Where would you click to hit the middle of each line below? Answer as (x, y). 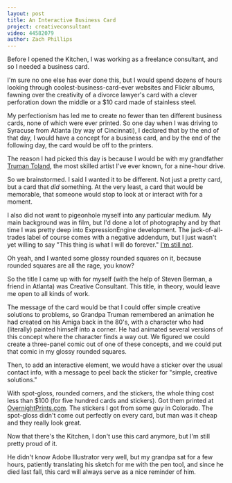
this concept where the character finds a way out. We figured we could (108, 337)
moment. (20, 202)
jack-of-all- (207, 230)
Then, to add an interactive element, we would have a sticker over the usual (115, 365)
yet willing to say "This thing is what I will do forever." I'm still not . (100, 245)
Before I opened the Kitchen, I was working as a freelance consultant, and (113, 59)
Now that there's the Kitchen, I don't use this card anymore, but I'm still (108, 436)
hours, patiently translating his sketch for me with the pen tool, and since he (115, 465)
